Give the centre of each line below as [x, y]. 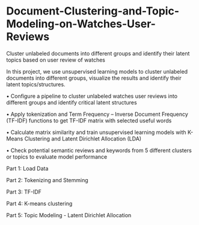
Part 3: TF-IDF [24, 192]
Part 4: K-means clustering [39, 203]
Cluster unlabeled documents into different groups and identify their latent [98, 53]
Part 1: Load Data [27, 168]
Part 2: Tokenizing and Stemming [47, 180]
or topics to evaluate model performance [57, 157]
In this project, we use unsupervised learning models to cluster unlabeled [97, 71]
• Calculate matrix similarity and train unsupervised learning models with [96, 132]
